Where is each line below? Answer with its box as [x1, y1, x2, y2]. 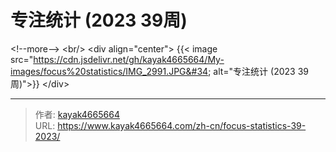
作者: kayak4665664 [34, 108, 120, 120]
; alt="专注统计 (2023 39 [208, 65, 309, 77]
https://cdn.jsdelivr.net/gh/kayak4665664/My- [33, 53, 225, 65]
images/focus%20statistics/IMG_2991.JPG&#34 [10, 65, 209, 77]
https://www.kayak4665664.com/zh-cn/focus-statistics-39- [57, 119, 307, 131]
